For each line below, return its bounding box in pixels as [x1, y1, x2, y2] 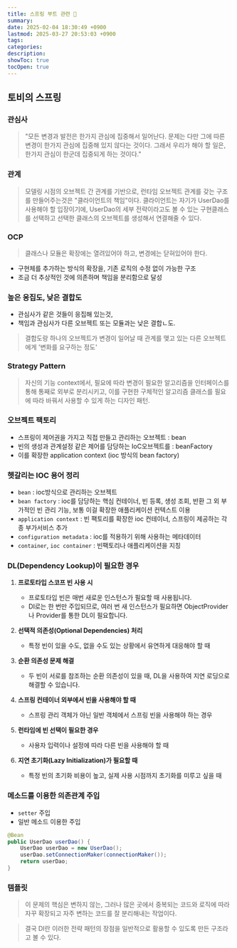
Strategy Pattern [7, 361, 66, 371]
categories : [7, 43, 43, 51]
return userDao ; [20, 858, 69, 865]
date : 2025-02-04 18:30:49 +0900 [7, 23, 107, 31]
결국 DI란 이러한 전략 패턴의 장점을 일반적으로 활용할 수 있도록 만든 [24, 925, 210, 933]
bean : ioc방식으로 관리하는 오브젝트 [17, 488, 117, 497]
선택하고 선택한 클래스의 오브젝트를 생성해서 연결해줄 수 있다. [32, 214, 201, 222]
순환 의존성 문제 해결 [17, 656, 75, 665]
